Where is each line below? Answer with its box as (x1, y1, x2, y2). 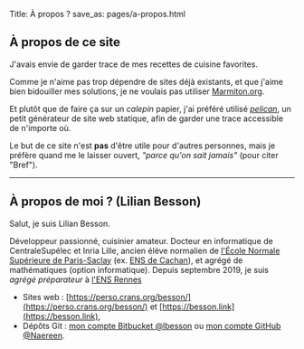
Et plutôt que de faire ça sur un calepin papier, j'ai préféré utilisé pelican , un (9, 103, 292, 114)
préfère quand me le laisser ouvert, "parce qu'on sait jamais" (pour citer (9, 149, 279, 160)
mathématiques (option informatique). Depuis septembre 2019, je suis (9, 264, 270, 275)
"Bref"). (9, 159, 38, 170)
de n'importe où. (9, 122, 71, 133)
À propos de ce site (9, 34, 120, 50)
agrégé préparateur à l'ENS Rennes (9, 274, 142, 285)
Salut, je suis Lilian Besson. (9, 218, 110, 229)
